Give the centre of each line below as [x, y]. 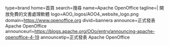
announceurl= [20, 31]
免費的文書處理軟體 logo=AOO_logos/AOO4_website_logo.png [74, 14]
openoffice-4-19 [22, 37]
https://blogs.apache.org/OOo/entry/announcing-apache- [95, 31]
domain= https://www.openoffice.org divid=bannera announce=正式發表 [80, 20]
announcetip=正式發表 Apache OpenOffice [85, 37]
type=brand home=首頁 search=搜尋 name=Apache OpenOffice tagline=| [82, 8]
